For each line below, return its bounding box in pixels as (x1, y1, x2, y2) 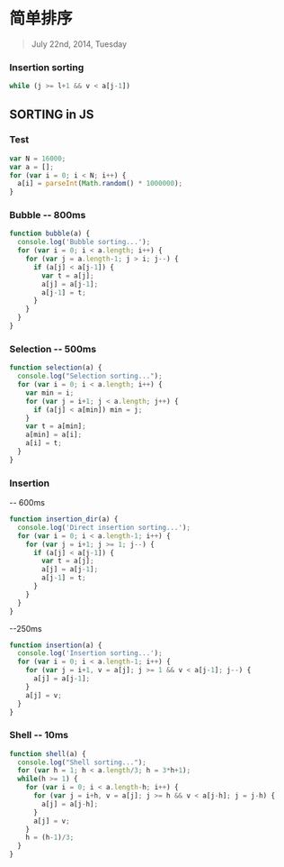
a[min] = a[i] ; (25, 430, 83, 440)
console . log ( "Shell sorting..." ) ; (17, 758, 146, 767)
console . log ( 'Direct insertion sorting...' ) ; (17, 523, 191, 532)
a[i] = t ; (25, 439, 63, 448)
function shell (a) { (9, 749, 87, 758)
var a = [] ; (9, 162, 54, 171)
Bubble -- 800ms (9, 209, 86, 222)
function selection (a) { (9, 363, 102, 372)
